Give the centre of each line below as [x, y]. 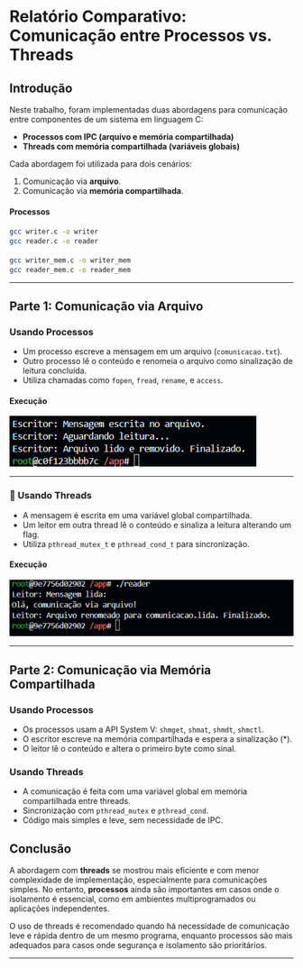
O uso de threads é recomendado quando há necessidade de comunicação [150, 927]
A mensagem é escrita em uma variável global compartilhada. [137, 515]
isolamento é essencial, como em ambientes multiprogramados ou [133, 900]
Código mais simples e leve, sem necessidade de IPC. [123, 820]
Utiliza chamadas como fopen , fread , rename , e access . [123, 380]
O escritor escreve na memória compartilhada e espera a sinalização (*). [157, 739]
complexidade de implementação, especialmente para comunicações [138, 880]
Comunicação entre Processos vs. [141, 36]
